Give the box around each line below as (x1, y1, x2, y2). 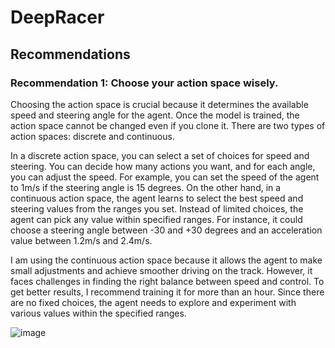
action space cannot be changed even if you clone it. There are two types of (10, 119, 326, 131)
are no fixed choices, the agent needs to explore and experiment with (10, 296, 297, 308)
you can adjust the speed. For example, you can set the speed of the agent (10, 171, 320, 183)
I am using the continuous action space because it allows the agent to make (10, 254, 323, 266)
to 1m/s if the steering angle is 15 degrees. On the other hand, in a (10, 181, 282, 193)
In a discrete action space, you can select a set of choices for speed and (10, 149, 310, 161)
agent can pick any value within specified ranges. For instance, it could (10, 213, 303, 225)
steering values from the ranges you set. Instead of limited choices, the (10, 202, 304, 215)
